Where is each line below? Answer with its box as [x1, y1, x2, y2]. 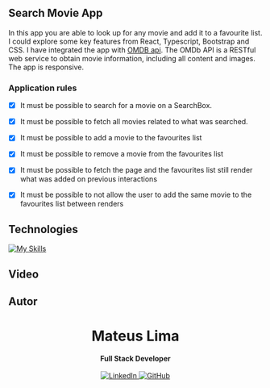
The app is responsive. [8, 62, 85, 72]
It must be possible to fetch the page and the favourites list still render [19, 165, 253, 175]
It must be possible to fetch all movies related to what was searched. [19, 117, 248, 127]
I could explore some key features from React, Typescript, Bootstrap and [8, 36, 250, 46]
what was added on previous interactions [19, 174, 158, 184]
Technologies [8, 222, 79, 236]
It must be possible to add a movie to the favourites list [19, 133, 202, 143]
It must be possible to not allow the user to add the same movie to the [19, 190, 252, 200]
